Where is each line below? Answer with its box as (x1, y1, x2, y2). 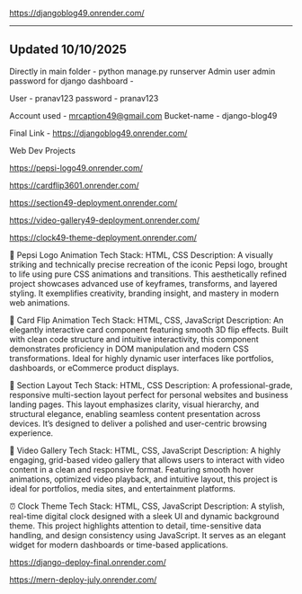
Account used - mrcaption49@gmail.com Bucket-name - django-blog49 (9, 110, 278, 120)
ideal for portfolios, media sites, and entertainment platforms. (9, 483, 236, 493)
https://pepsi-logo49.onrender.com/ (9, 162, 144, 173)
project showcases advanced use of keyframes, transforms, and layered (9, 278, 278, 288)
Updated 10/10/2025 (9, 42, 128, 58)
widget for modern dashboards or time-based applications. (9, 539, 229, 550)
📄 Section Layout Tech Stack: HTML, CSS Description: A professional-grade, (9, 379, 293, 390)
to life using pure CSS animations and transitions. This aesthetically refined (9, 269, 288, 279)
